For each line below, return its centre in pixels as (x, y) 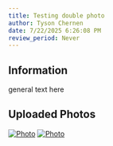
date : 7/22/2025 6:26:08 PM (55, 30)
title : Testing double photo (56, 16)
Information (38, 70)
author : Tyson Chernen (46, 23)
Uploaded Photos (52, 114)
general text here (37, 89)
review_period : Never (44, 38)
